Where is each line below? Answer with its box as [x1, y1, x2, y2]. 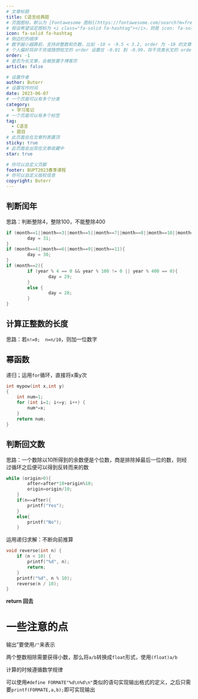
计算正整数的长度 [6, 319, 68, 329]
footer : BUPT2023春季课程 [6, 167, 67, 173]
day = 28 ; [48, 290, 72, 296]
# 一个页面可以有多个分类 [6, 96, 60, 102]
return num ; [16, 416, 46, 422]
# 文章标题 [6, 8, 29, 15]
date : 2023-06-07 [6, 91, 49, 97]
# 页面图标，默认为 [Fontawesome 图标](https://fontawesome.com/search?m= [6, 19, 185, 25]
